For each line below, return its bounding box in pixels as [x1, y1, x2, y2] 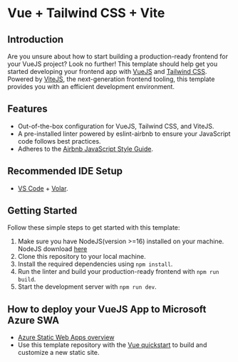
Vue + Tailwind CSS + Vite [7, 5, 165, 21]
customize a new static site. [17, 348, 100, 357]
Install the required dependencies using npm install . [17, 260, 173, 268]
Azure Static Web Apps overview [17, 333, 115, 342]
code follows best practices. [17, 137, 101, 145]
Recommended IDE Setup [7, 165, 123, 177]
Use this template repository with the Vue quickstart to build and [17, 341, 207, 349]
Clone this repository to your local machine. [17, 252, 146, 261]
